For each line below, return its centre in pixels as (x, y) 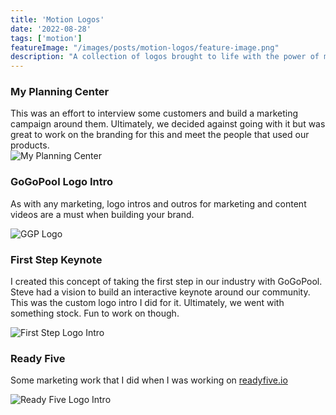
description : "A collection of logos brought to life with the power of (165, 57)
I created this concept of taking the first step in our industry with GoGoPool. (166, 282)
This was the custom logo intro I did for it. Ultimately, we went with (147, 303)
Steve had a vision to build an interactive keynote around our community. (160, 292)
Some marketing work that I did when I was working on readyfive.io (149, 380)
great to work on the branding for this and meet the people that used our (160, 135)
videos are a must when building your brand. (102, 214)
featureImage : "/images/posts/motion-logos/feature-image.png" (145, 47)
